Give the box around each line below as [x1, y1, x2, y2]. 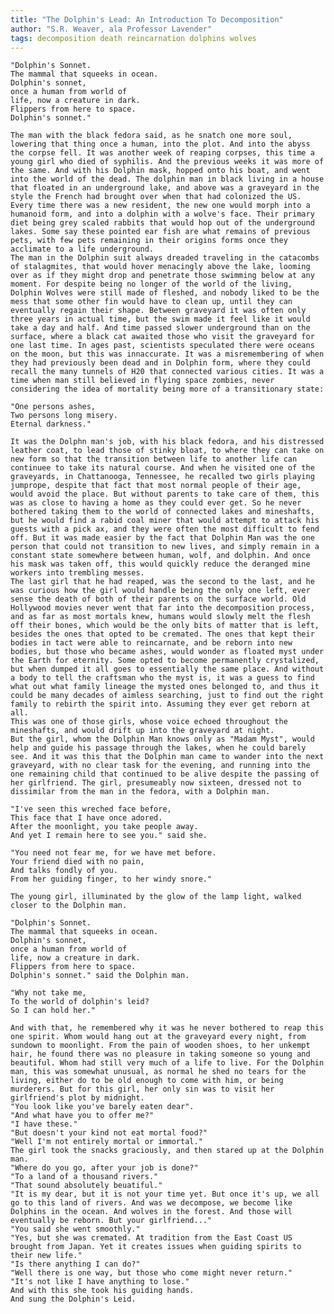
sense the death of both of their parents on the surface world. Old [10, 594, 307, 605]
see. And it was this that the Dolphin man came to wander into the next [10, 752, 325, 762]
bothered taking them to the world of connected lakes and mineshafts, [10, 507, 315, 517]
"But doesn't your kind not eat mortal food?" [10, 1128, 208, 1138]
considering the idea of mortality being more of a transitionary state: [10, 384, 325, 395]
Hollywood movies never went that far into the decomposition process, [10, 603, 315, 613]
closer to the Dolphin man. [10, 901, 128, 911]
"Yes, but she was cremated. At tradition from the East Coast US [10, 1233, 293, 1243]
